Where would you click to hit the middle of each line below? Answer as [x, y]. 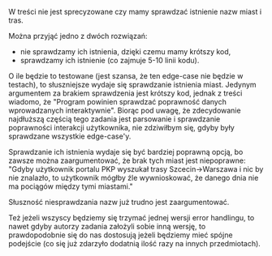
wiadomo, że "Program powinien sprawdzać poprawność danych [118, 102]
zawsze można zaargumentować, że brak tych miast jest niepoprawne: [127, 160]
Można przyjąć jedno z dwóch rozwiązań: [78, 36]
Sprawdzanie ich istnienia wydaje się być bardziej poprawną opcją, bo [126, 152]
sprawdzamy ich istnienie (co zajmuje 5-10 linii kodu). [110, 60]
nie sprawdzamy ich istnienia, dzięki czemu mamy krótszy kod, [125, 51]
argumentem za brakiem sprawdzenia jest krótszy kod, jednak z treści [125, 93]
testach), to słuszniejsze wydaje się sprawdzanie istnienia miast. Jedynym [133, 85]
